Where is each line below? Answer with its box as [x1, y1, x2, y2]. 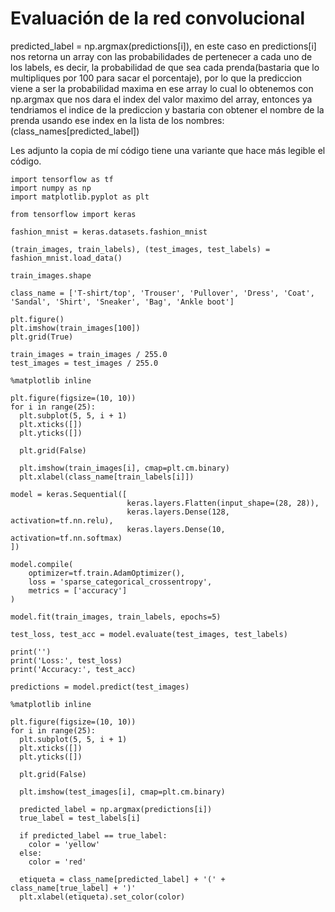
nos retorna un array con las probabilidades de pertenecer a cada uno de [10, 50, 313, 62]
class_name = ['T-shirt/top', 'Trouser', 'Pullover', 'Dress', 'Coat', [10, 288, 315, 298]
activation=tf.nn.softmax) [10, 533, 123, 543]
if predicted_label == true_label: [19, 830, 168, 841]
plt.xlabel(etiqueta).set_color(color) [19, 892, 186, 902]
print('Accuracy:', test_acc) [10, 664, 137, 674]
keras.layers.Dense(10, [126, 524, 226, 534]
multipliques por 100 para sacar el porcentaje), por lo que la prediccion [10, 72, 303, 84]
